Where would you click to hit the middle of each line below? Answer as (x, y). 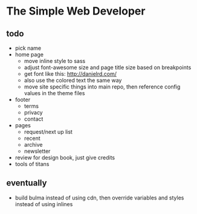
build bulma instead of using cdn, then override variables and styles (99, 198)
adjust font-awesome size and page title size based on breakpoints (108, 67)
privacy (34, 112)
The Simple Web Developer (76, 11)
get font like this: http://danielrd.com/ (70, 74)
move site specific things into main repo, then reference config (102, 87)
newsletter (37, 151)
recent (32, 138)
